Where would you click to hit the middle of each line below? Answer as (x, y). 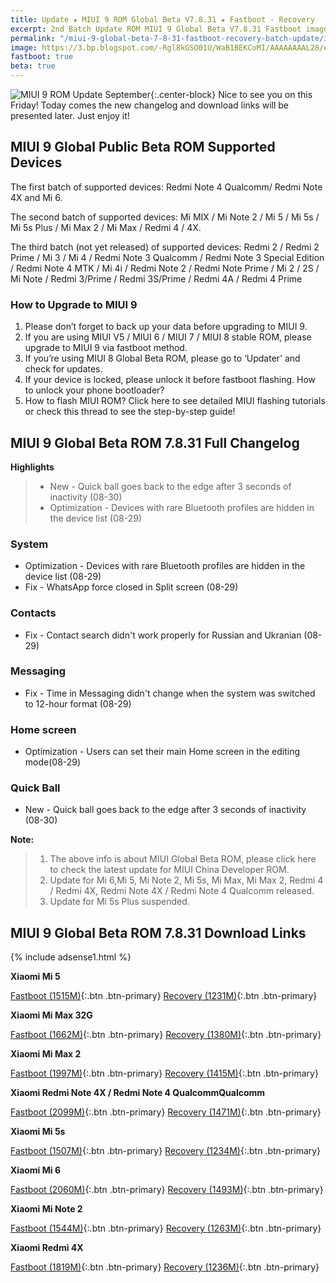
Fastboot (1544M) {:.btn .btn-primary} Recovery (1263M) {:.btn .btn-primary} (166, 1228)
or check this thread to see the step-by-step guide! (130, 412)
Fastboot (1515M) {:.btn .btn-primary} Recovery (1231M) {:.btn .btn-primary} (164, 996)
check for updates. (63, 369)
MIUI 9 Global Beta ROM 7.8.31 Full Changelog (155, 442)
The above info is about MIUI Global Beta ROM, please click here (183, 859)
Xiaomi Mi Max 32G (51, 1015)
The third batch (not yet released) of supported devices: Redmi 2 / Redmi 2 (165, 247)
